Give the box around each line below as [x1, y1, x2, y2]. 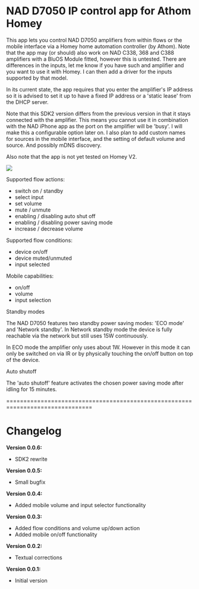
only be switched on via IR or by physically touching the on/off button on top [6, 349, 194, 357]
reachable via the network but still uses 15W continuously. [6, 332, 149, 339]
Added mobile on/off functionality [14, 531, 97, 538]
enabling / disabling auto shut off [14, 212, 96, 219]
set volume [14, 200, 42, 207]
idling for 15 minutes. [6, 385, 58, 393]
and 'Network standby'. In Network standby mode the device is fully [6, 326, 172, 333]
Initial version [14, 577, 48, 584]
